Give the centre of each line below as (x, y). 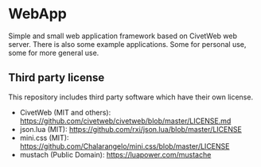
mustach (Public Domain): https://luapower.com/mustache (115, 154)
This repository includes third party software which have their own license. (130, 97)
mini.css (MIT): (44, 138)
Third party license (56, 78)
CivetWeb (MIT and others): (65, 112)
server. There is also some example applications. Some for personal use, (127, 44)
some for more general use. (54, 52)
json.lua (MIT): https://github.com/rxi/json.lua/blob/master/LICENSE (131, 129)
